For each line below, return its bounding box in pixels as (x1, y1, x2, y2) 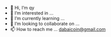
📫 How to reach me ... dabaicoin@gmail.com (10, 26, 106, 32)
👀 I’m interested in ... (10, 10, 54, 16)
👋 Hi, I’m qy (10, 5, 35, 10)
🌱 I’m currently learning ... (10, 15, 65, 21)
